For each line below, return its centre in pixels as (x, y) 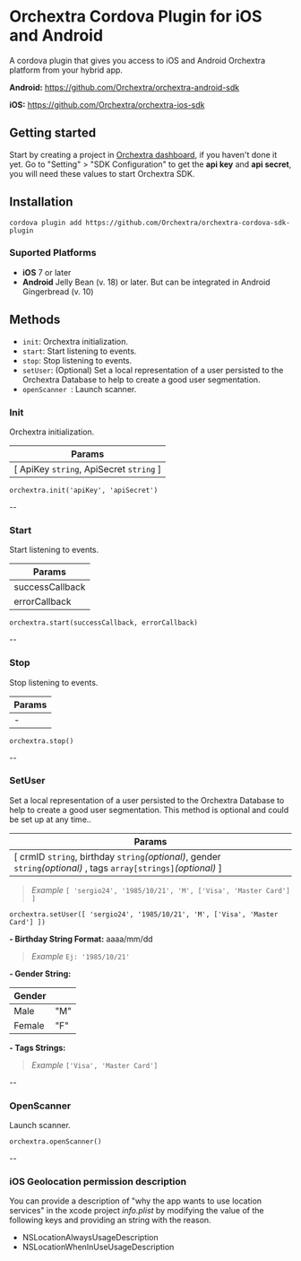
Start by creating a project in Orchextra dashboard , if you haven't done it (143, 154)
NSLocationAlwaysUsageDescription (90, 1238)
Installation (41, 202)
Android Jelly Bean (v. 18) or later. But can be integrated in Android (146, 282)
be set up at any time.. (51, 819)
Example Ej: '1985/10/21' (80, 956)
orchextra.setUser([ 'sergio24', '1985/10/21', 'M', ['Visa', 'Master (144, 914)
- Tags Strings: (38, 1047)
